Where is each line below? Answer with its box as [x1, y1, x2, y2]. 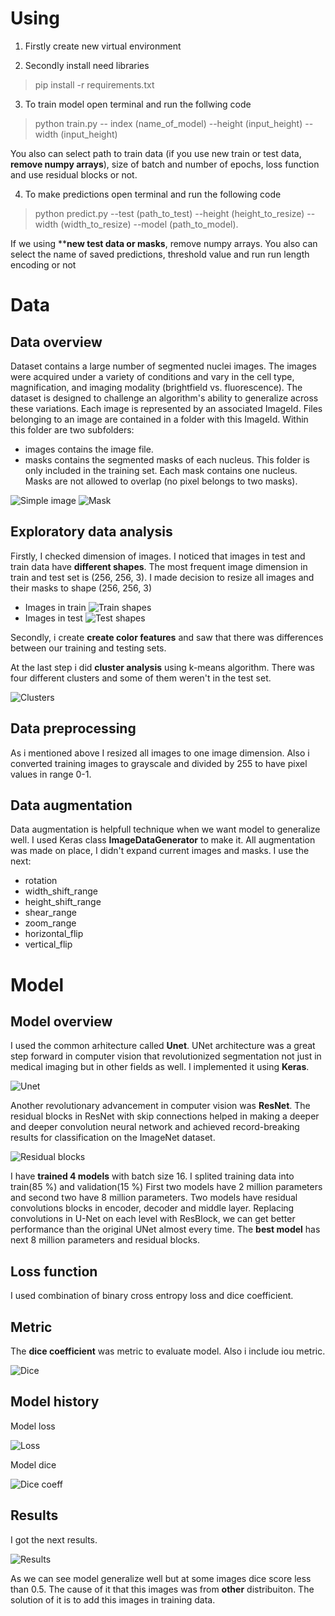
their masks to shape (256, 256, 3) [10, 582, 153, 594]
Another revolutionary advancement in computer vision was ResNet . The [10, 1100, 311, 1112]
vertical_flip [24, 938, 73, 951]
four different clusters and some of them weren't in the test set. [10, 672, 272, 684]
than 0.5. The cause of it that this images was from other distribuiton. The [10, 1583, 315, 1595]
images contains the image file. [24, 443, 154, 455]
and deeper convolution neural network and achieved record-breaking [10, 1121, 300, 1133]
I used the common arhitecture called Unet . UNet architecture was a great [10, 1040, 316, 1052]
